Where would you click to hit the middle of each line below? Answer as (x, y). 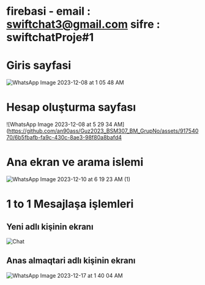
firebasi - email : (48, 11)
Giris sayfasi (39, 65)
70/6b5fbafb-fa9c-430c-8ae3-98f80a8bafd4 (64, 138)
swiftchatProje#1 (50, 37)
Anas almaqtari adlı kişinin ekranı (71, 261)
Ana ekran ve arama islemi (75, 162)
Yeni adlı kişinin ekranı (50, 226)
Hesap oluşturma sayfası (71, 107)
